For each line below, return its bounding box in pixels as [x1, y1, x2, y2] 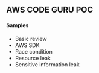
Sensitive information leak [14, 60, 80, 68]
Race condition [14, 48, 53, 55]
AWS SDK [14, 42, 40, 49]
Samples [6, 21, 29, 29]
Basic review [14, 35, 47, 42]
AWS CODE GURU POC [6, 5, 94, 15]
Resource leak [14, 54, 51, 62]
